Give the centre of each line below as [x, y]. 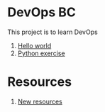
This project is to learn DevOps [52, 32]
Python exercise [41, 53]
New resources [40, 101]
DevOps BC [42, 12]
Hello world [34, 45]
